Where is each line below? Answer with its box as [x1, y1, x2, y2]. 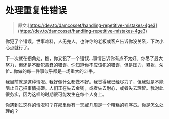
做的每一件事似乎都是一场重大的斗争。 [18, 68, 98, 74]
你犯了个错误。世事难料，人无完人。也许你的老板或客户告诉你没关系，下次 [5, 38, 159, 44]
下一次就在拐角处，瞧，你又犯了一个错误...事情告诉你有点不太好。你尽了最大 [5, 55, 163, 61]
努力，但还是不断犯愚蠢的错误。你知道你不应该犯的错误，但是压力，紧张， [5, 62, 159, 68]
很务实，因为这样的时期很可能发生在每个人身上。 [5, 91, 107, 97]
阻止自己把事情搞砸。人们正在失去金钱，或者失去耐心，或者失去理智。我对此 [5, 85, 164, 91]
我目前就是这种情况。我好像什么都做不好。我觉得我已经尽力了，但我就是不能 [5, 79, 164, 85]
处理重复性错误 [5, 5, 67, 16]
